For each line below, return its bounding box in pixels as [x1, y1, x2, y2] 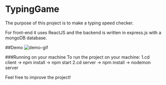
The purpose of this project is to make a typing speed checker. [5, 20, 134, 26]
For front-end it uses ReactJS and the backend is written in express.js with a [5, 29, 162, 35]
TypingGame [5, 3, 60, 15]
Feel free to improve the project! [5, 74, 71, 80]
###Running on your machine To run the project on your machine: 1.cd [5, 54, 150, 60]
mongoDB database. [5, 35, 47, 41]
